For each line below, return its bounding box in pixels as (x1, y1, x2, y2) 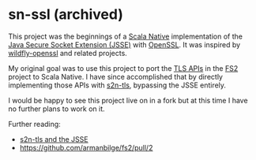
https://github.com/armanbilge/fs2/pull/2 (19, 143, 153, 152)
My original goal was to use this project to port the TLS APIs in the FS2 (8, 63, 239, 73)
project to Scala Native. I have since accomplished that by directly (8, 72, 224, 81)
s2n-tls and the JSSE (19, 134, 88, 143)
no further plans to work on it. (8, 104, 105, 113)
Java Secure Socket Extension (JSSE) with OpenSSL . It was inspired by (8, 39, 241, 49)
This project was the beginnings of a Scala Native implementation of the (8, 32, 243, 41)
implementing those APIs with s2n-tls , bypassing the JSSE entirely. (8, 80, 227, 90)
